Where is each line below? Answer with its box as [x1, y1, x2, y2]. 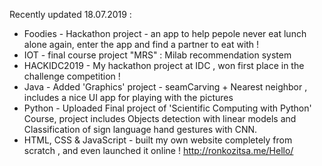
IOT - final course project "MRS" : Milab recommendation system [23, 49, 292, 61]
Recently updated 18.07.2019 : [9, 9, 132, 20]
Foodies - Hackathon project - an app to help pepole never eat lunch [23, 28, 307, 39]
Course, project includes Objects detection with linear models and [23, 113, 297, 124]
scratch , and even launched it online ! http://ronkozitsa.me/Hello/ [23, 145, 294, 156]
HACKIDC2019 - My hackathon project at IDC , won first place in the [23, 60, 305, 71]
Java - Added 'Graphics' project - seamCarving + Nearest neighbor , [23, 81, 308, 93]
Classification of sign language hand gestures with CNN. [23, 124, 258, 135]
